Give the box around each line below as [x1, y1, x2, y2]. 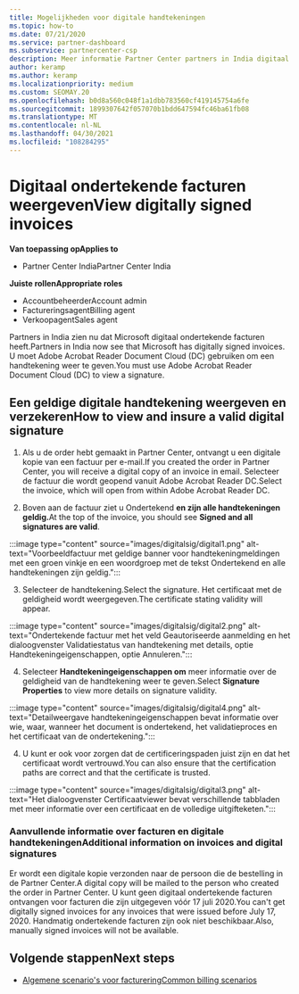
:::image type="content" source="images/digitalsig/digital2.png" [9, 620, 247, 631]
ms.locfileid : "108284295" [9, 137, 110, 146]
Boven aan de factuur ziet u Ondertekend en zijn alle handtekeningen [21, 501, 281, 513]
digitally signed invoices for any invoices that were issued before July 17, [9, 906, 277, 916]
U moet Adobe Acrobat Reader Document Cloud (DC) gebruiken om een [9, 350, 275, 361]
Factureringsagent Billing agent [21, 304, 136, 315]
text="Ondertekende [9, 630, 85, 641]
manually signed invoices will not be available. [9, 924, 179, 935]
